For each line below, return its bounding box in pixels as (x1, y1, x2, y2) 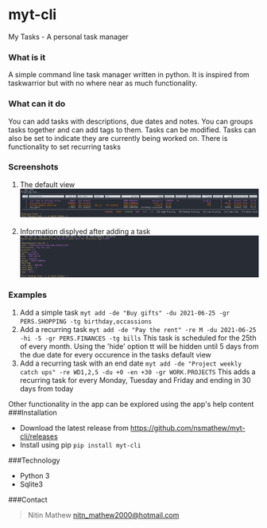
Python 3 (19, 471, 50, 480)
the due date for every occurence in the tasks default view (19, 350, 212, 359)
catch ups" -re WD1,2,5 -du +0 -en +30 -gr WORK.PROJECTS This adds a (19, 366, 256, 376)
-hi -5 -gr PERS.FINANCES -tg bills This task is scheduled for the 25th (19, 333, 257, 342)
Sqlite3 (19, 479, 44, 489)
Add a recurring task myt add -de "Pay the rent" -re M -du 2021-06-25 (19, 324, 257, 334)
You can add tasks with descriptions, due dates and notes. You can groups (8, 116, 253, 126)
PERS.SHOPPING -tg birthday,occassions (19, 317, 153, 326)
